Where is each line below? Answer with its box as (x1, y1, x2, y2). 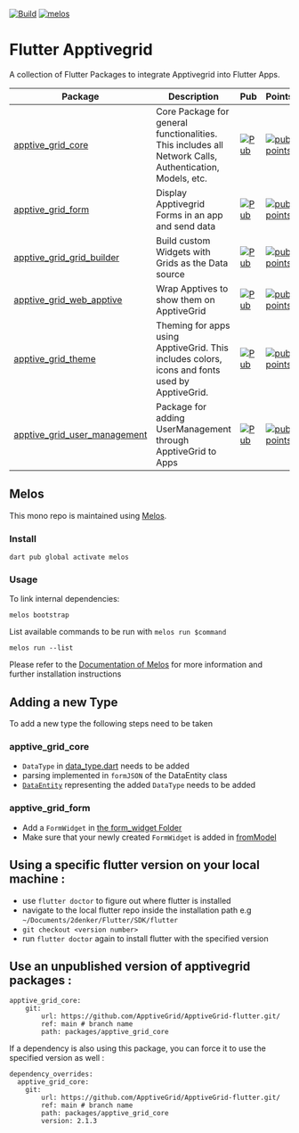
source (155, 267, 185, 280)
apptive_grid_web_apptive (13, 293, 123, 306)
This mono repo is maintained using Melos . (9, 510, 167, 521)
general (155, 116, 189, 128)
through (155, 433, 190, 446)
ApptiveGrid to (155, 445, 217, 457)
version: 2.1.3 (41, 1117, 98, 1126)
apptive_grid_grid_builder (13, 250, 120, 263)
